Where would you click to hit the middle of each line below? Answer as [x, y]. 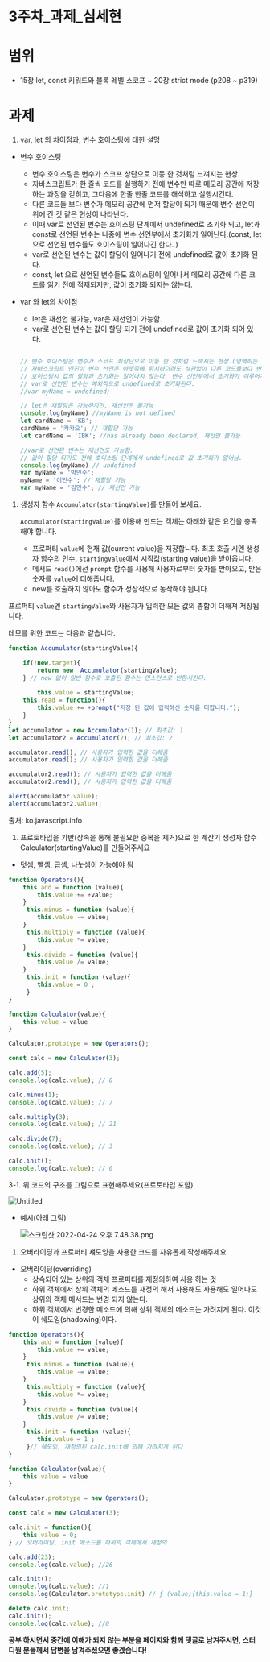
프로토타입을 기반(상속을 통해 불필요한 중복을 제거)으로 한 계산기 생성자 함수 [138, 837]
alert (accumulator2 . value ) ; [55, 804]
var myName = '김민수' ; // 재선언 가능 [80, 488]
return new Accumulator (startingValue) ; [108, 670]
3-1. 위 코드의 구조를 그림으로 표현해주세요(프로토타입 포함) [101, 1184]
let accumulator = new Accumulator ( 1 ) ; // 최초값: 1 [96, 730]
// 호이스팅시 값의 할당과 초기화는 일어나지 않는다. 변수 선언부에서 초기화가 [129, 376]
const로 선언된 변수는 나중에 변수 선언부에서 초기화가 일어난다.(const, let [147, 234]
